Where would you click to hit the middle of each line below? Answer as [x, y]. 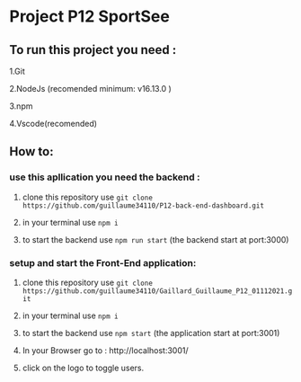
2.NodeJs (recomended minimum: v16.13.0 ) [91, 89]
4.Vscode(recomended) [53, 124]
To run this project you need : [93, 50]
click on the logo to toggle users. [83, 368]
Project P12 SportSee [90, 17]
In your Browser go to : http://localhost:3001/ [105, 350]
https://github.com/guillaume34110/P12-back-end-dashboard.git [143, 205]
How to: [31, 151]
